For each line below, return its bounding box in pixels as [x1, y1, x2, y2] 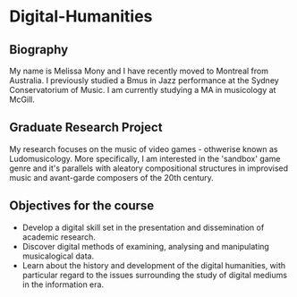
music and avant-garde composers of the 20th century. [9, 172, 215, 182]
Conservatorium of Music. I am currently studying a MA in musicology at [9, 85, 276, 95]
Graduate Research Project [9, 120, 163, 135]
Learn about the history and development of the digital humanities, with [21, 259, 286, 270]
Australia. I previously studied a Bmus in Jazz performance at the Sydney [9, 75, 279, 86]
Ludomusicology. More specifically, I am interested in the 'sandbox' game [9, 153, 281, 164]
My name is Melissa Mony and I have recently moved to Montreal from [9, 65, 268, 76]
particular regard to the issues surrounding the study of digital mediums [21, 269, 288, 280]
